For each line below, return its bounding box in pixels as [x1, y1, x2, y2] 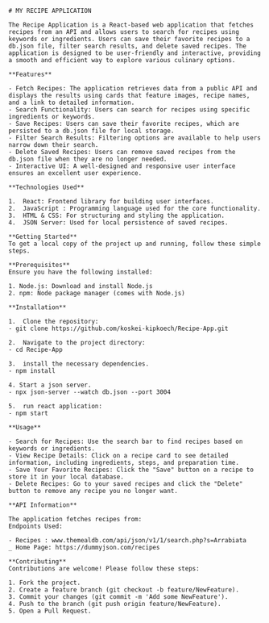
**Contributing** [8, 558, 67, 566]
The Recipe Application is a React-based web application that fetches [8, 21, 254, 29]
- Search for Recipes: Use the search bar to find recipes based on [8, 437, 243, 445]
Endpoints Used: [8, 522, 63, 530]
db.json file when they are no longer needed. [8, 155, 168, 163]
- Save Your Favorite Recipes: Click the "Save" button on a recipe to [8, 466, 254, 474]
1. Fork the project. [8, 579, 81, 587]
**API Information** [8, 501, 78, 509]
